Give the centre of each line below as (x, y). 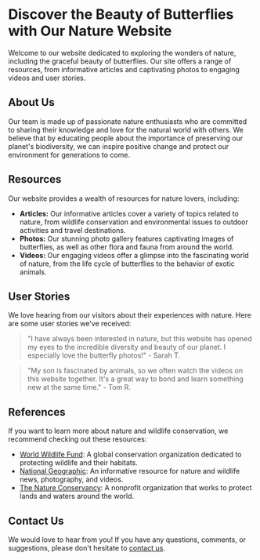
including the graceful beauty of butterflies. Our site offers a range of (120, 61)
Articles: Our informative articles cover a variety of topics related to (129, 213)
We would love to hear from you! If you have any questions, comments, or (127, 540)
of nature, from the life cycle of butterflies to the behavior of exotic (127, 264)
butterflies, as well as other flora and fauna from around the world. (126, 247)
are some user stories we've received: (70, 324)
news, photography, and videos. (71, 479)
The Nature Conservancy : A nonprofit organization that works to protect (135, 488)
